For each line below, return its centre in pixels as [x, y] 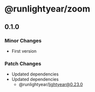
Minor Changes [23, 41]
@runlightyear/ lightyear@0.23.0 [51, 84]
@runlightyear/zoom [47, 9]
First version [24, 51]
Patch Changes [23, 63]
